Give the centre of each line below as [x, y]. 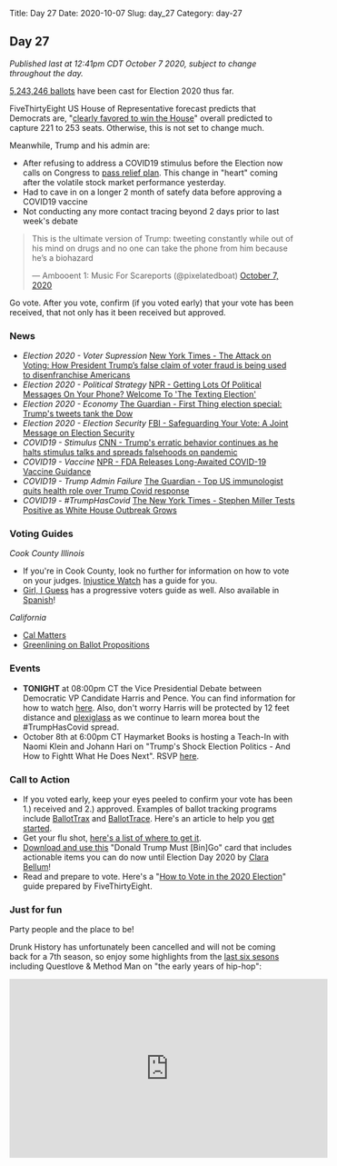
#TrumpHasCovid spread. [71, 727]
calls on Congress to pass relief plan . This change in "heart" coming [150, 173]
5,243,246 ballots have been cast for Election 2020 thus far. [122, 91]
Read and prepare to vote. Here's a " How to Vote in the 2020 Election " [154, 877]
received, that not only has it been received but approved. [118, 312]
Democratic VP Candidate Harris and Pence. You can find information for [159, 698]
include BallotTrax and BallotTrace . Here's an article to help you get [149, 818]
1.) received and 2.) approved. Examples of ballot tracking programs [149, 809]
